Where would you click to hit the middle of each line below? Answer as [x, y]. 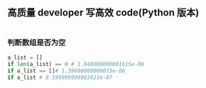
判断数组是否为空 [37, 43]
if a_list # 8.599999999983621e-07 [60, 77]
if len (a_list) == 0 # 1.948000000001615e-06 [76, 64]
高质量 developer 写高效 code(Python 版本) [103, 13]
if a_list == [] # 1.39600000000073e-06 [66, 71]
